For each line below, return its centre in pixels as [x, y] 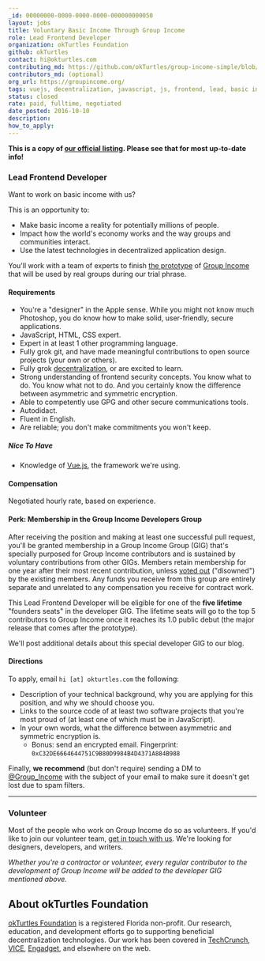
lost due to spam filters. [47, 785]
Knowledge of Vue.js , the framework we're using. [100, 465]
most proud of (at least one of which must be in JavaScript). [117, 719]
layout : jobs [30, 23]
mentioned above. [37, 880]
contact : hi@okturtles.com [52, 60]
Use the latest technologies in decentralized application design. [123, 251]
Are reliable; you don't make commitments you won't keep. [115, 427]
